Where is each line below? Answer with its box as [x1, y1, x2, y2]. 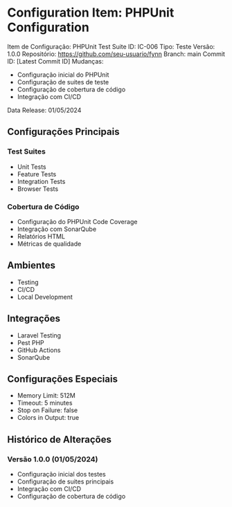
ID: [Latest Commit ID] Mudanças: [7, 57, 104, 65]
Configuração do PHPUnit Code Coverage [17, 217, 138, 225]
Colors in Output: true [17, 414, 80, 422]
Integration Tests [17, 177, 66, 185]
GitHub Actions [17, 346, 61, 354]
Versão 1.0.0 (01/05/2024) [7, 454, 98, 464]
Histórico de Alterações [7, 434, 112, 445]
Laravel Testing [17, 331, 61, 340]
